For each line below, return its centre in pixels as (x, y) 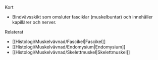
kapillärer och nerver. (34, 22)
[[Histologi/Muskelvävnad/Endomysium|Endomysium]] (69, 47)
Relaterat (14, 32)
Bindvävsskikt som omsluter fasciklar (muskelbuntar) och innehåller (82, 17)
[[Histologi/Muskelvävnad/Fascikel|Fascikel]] (59, 41)
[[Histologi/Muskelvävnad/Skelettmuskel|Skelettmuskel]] (71, 52)
